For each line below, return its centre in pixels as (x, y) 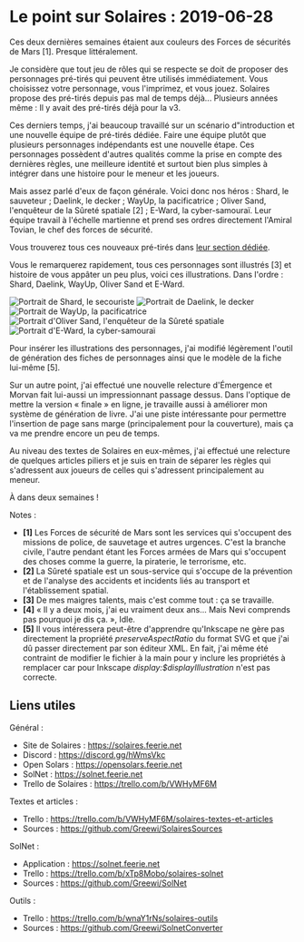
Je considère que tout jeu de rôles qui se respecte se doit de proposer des (149, 69)
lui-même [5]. (35, 367)
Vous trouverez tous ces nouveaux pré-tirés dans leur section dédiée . (140, 247)
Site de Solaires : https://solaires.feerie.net (102, 745)
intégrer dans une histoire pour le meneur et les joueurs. (114, 173)
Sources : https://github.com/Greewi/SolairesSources (123, 829)
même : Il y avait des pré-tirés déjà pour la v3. (95, 107)
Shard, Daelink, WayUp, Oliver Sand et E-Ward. (97, 284)
